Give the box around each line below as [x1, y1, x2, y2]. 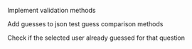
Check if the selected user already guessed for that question [7, 33, 186, 42]
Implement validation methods [7, 6, 96, 14]
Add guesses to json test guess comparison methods [7, 20, 164, 28]
